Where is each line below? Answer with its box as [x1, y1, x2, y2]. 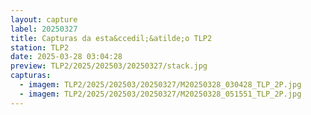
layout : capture [10, 14, 78, 25]
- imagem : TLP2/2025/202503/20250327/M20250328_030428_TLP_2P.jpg [19, 80, 302, 90]
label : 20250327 [10, 24, 78, 34]
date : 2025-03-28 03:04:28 [10, 52, 123, 62]
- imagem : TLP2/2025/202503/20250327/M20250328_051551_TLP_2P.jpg [19, 89, 302, 99]
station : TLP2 [10, 42, 70, 53]
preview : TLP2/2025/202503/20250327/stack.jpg [10, 61, 208, 71]
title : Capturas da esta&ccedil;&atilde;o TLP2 [10, 33, 213, 43]
